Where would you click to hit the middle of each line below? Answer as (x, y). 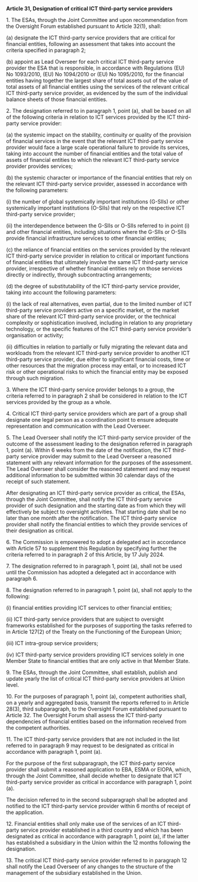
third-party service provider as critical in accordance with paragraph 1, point (99, 782)
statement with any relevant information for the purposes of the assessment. (99, 463)
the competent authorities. (38, 728)
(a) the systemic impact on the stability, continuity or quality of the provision (99, 135)
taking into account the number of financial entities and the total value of (95, 154)
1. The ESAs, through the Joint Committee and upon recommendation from (97, 20)
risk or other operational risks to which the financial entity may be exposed (97, 372)
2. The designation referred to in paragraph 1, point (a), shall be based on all (99, 111)
